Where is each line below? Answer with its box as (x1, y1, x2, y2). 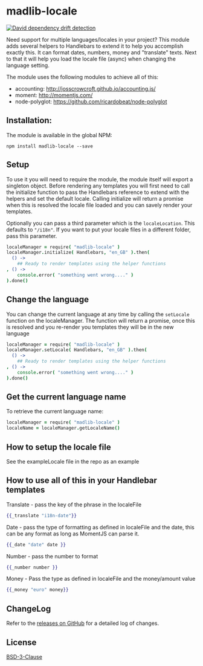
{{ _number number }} (6, 564, 59, 571)
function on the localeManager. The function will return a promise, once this (6, 317, 195, 324)
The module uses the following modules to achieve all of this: (6, 73, 159, 80)
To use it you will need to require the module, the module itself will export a (6, 175, 193, 183)
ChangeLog (6, 603, 51, 614)
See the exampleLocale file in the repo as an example (6, 458, 140, 465)
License (6, 637, 37, 647)
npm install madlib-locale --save (6, 143, 94, 149)
